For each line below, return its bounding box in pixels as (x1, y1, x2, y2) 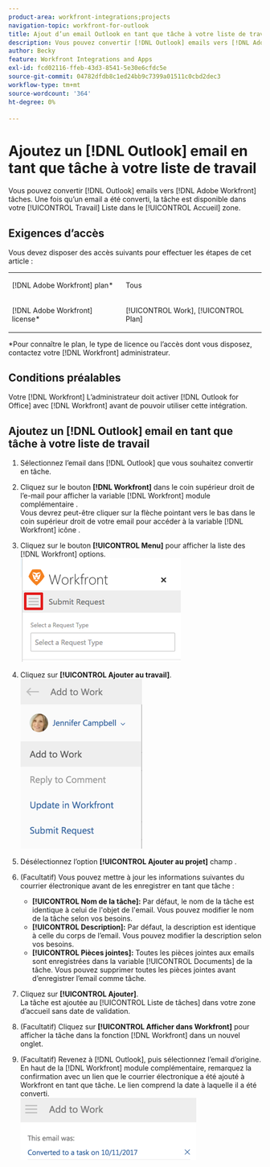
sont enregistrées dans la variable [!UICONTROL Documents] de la (31, 957, 253, 966)
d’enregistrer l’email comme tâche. (31, 974, 147, 983)
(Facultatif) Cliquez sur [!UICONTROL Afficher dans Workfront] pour (19, 1022, 250, 1032)
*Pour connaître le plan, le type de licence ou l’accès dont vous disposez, (8, 339, 253, 349)
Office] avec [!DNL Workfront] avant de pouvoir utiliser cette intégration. (8, 401, 247, 411)
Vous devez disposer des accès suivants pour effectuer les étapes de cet (8, 248, 252, 257)
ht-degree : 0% (8, 97, 56, 106)
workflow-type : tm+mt (8, 81, 81, 89)
